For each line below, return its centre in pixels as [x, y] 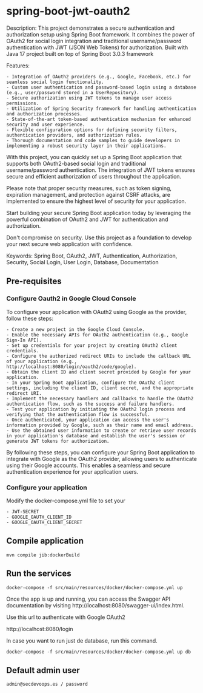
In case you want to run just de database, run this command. [82, 640]
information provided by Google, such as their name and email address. [100, 425]
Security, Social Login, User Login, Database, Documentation [82, 262]
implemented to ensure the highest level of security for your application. [96, 201]
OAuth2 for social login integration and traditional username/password [94, 41]
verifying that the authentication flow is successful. [78, 414]
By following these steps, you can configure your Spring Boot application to [101, 452]
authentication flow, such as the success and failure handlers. [90, 404]
